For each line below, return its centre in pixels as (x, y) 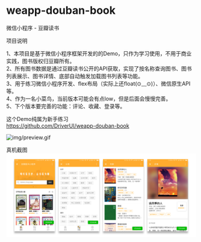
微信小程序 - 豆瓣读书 (33, 28)
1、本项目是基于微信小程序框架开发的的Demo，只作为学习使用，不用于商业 (99, 53)
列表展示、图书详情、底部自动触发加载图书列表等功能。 (75, 76)
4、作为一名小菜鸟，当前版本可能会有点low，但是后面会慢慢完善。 (89, 98)
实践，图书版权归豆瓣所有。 (41, 61)
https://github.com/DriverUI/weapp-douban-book (68, 126)
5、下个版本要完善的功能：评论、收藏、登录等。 (66, 106)
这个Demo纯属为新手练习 (37, 119)
